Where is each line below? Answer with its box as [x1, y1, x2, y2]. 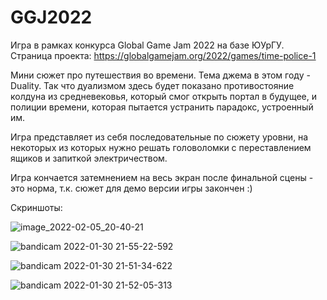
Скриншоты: [10, 201, 63, 213]
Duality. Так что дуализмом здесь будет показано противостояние [10, 79, 295, 91]
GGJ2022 [10, 6, 93, 29]
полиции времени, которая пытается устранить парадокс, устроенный [10, 101, 314, 113]
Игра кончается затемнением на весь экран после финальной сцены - [10, 171, 314, 183]
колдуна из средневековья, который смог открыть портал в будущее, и [10, 90, 317, 102]
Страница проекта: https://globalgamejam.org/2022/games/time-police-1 [10, 49, 317, 61]
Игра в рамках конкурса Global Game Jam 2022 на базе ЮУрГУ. [10, 39, 285, 51]
